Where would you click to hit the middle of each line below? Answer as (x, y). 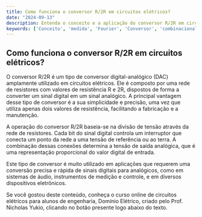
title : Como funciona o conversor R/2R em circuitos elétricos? (88, 12)
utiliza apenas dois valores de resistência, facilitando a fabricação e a (92, 109)
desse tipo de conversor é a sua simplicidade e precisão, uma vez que (93, 102)
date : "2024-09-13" (31, 17)
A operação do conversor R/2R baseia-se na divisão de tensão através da (98, 127)
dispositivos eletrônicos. (36, 183)
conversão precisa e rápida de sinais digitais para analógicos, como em (95, 170)
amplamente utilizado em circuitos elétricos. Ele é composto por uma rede (98, 83)
